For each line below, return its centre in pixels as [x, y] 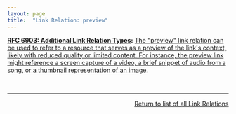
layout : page [26, 14]
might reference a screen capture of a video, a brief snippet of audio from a [117, 62]
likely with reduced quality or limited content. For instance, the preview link [116, 55]
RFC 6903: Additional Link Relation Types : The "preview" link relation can [116, 40]
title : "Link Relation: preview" [58, 20]
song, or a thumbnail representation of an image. [78, 70]
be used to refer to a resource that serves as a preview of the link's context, [117, 48]
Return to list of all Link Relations [182, 104]
